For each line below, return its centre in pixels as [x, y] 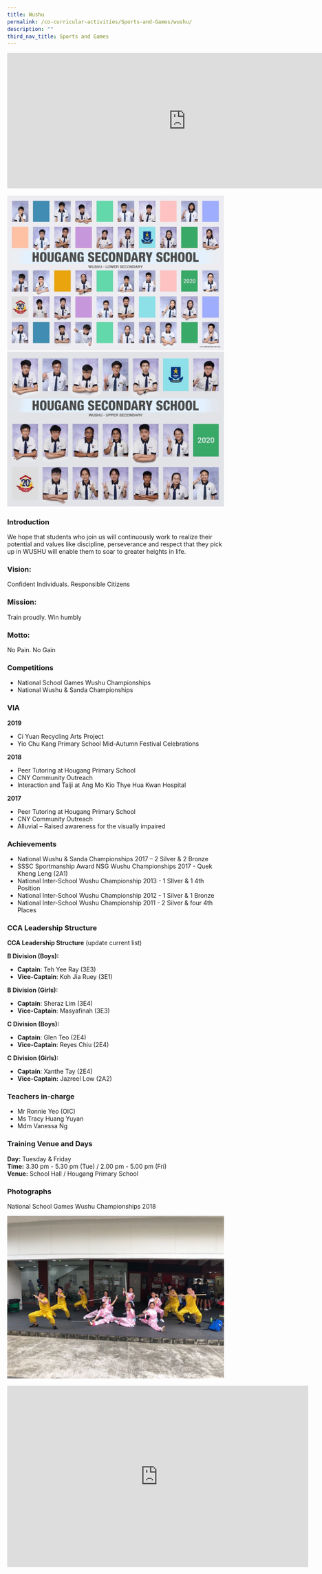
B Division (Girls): [33, 990]
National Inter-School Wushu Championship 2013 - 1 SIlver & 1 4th [110, 881]
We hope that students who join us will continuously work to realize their [110, 537]
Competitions [30, 667]
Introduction [28, 521]
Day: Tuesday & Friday [39, 1158]
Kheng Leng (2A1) [42, 873]
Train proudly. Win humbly [44, 617]
